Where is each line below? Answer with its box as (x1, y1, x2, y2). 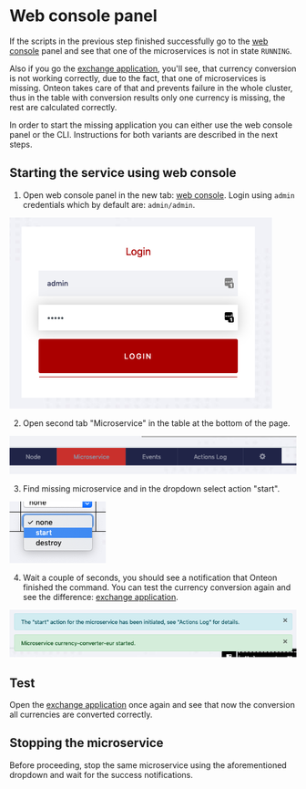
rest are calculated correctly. (9, 101, 117, 112)
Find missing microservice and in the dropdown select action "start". (22, 483, 280, 494)
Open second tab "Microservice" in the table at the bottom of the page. (22, 417, 291, 429)
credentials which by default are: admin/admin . (22, 199, 196, 210)
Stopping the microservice (9, 735, 164, 751)
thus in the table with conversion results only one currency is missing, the (9, 92, 286, 103)
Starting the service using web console (9, 165, 237, 181)
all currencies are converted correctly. (9, 709, 153, 721)
